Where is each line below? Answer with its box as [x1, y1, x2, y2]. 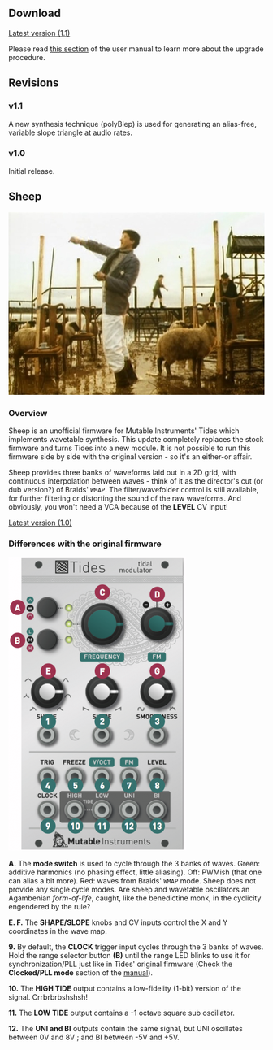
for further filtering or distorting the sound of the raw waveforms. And [8, 493, 242, 503]
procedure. [8, 52, 46, 62]
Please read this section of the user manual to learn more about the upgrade [8, 44, 264, 54]
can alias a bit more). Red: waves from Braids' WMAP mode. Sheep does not [8, 876, 257, 886]
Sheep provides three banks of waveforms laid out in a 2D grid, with [8, 467, 236, 477]
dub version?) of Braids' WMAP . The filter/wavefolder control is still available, [8, 484, 259, 494]
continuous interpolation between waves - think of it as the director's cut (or [8, 475, 264, 486]
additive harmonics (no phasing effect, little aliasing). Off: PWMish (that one [8, 867, 262, 877]
